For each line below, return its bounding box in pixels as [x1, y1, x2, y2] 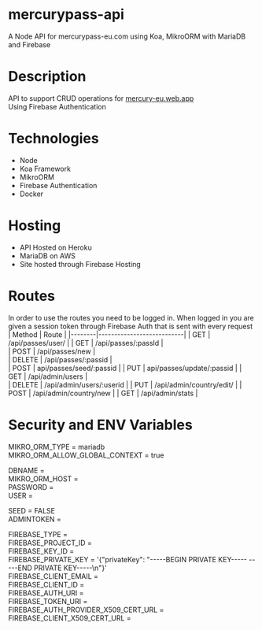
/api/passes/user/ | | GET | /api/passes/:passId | [8, 338, 164, 347]
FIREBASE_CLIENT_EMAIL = [8, 571, 99, 580]
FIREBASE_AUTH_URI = [8, 588, 84, 598]
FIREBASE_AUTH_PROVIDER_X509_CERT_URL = [8, 605, 164, 614]
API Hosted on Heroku [19, 243, 92, 252]
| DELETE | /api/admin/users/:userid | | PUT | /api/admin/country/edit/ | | [8, 380, 242, 389]
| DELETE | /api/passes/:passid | [8, 354, 113, 364]
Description [8, 68, 87, 86]
